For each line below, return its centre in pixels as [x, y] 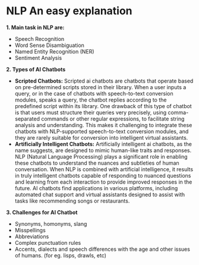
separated [27, 119]
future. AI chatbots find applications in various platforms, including [96, 188]
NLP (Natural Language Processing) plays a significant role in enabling [101, 156]
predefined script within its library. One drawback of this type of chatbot [103, 106]
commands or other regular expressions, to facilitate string [113, 119]
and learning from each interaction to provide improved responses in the [103, 182]
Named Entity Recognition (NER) [54, 51]
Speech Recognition [40, 39]
